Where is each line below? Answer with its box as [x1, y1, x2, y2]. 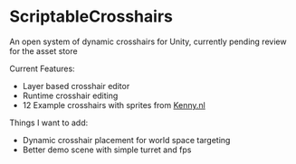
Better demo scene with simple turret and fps [22, 144, 192, 155]
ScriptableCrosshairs [9, 6, 174, 27]
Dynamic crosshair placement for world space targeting [22, 134, 231, 145]
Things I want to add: [9, 117, 89, 128]
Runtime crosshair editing [22, 90, 119, 101]
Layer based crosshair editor [22, 80, 130, 91]
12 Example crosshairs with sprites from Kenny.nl [22, 99, 206, 110]
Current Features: [9, 63, 75, 74]
